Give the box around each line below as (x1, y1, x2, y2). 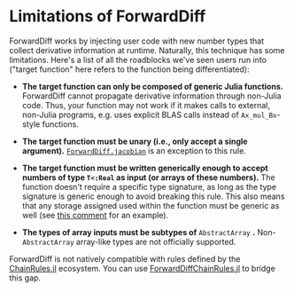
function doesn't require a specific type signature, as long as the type (21, 181, 277, 192)
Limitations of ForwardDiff (9, 6, 206, 27)
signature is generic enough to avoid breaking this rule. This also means (21, 191, 285, 201)
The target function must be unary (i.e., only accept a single (21, 136, 248, 146)
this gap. (9, 272, 42, 283)
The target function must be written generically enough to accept (21, 162, 268, 173)
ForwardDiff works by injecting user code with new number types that (9, 36, 265, 46)
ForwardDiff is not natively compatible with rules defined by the (9, 253, 241, 264)
